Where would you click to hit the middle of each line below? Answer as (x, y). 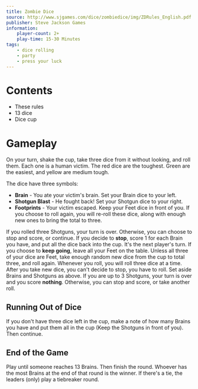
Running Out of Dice (44, 307)
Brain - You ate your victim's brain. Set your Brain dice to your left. (96, 195)
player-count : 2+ (38, 34)
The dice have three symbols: (42, 184)
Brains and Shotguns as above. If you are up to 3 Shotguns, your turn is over (99, 276)
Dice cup (26, 120)
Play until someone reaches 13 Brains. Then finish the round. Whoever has (97, 367)
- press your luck (39, 61)
